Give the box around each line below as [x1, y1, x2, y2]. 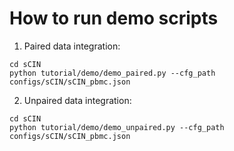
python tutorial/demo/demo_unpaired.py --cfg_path [9, 122, 225, 132]
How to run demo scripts [9, 7, 219, 30]
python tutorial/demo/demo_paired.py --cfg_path [9, 68, 216, 78]
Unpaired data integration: [23, 94, 132, 106]
